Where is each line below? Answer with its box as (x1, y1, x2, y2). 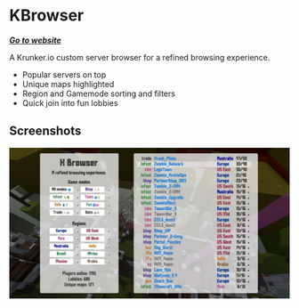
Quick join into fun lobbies (21, 97, 118, 108)
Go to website (9, 35, 62, 45)
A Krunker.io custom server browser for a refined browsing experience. (9, 52, 271, 62)
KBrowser (9, 5, 85, 26)
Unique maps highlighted (21, 78, 115, 89)
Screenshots (9, 124, 82, 139)
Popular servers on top (21, 69, 107, 80)
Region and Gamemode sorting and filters (21, 88, 176, 99)
